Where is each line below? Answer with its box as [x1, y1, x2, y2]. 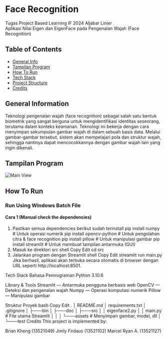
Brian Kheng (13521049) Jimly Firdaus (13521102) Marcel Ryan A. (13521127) [5, 327, 162, 333]
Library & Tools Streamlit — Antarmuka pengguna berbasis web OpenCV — [5, 281, 160, 288]
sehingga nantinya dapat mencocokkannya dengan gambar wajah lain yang [5, 139, 161, 145]
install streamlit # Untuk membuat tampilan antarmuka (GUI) [12, 241, 136, 247]
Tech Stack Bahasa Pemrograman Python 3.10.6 [5, 272, 104, 278]
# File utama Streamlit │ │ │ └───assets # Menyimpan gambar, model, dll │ [5, 312, 161, 318]
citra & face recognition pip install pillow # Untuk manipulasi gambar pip [12, 236, 160, 242]
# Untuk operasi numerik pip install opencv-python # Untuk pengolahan [12, 230, 160, 236]
